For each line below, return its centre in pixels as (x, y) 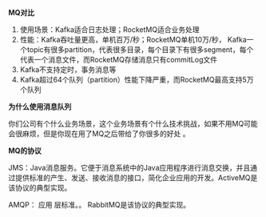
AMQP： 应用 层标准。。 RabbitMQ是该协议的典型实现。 (99, 205)
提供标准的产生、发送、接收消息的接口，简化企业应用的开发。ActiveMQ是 (136, 178)
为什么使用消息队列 (40, 106)
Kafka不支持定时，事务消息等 (68, 70)
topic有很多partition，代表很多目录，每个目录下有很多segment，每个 (140, 50)
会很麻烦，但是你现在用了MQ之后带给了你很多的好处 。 (99, 134)
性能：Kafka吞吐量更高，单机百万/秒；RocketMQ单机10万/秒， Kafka (133, 40)
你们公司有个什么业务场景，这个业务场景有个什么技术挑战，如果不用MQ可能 (133, 124)
